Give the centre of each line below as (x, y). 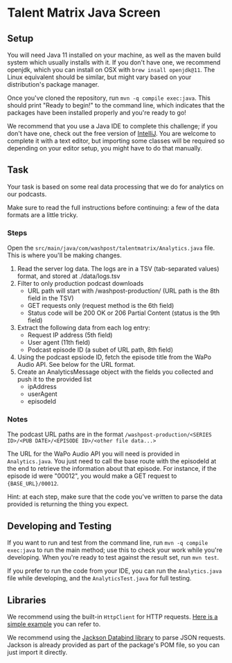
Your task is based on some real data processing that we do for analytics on (115, 187)
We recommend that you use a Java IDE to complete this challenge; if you (113, 126)
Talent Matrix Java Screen (84, 13)
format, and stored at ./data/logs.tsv (69, 276)
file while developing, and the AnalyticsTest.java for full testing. (99, 578)
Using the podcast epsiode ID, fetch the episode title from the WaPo (114, 357)
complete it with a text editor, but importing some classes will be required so (116, 141)
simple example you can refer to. (54, 624)
